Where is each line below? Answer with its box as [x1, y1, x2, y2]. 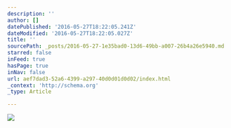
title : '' [7, 36, 37, 43]
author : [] [7, 17, 39, 24]
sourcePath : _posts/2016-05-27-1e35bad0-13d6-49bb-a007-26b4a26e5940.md [7, 43, 225, 50]
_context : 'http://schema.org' [7, 82, 99, 89]
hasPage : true [7, 62, 49, 69]
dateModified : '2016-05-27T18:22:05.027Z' [7, 29, 133, 37]
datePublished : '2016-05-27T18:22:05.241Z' [7, 23, 137, 30]
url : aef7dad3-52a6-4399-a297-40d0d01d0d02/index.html [7, 75, 171, 83]
